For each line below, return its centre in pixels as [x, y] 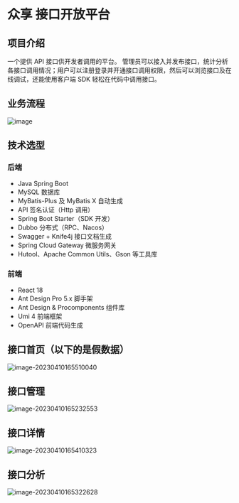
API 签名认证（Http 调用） [56, 210]
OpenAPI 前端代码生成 [50, 325]
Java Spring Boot [43, 183]
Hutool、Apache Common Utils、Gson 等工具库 [87, 254]
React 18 [30, 290]
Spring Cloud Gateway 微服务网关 [67, 245]
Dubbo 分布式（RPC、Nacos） [63, 227]
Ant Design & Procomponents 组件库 [71, 307]
